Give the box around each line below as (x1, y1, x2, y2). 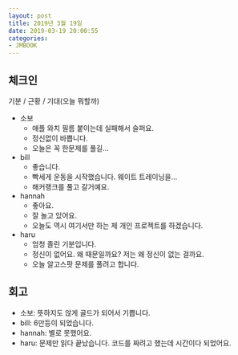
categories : (8, 34, 48, 43)
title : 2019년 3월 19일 (8, 19, 83, 27)
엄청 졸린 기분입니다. (31, 239, 97, 249)
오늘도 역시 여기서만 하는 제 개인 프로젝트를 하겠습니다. (31, 220, 204, 230)
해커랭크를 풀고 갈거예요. (31, 182, 110, 191)
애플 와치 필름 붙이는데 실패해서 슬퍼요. (31, 123, 155, 133)
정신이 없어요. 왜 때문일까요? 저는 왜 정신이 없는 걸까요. (31, 249, 204, 259)
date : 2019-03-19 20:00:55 (8, 27, 99, 35)
